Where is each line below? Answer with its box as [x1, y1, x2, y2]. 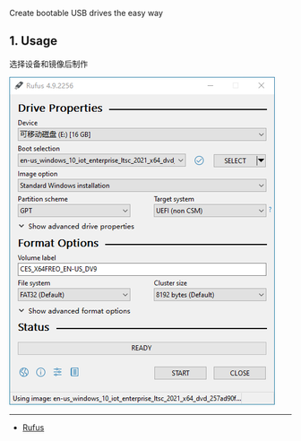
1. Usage [9, 33, 58, 48]
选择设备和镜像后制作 [9, 58, 88, 69]
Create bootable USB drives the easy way [9, 8, 164, 18]
